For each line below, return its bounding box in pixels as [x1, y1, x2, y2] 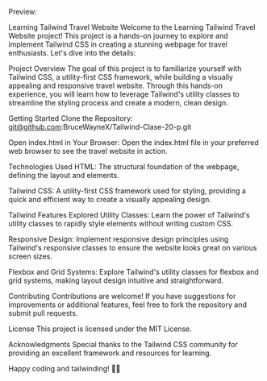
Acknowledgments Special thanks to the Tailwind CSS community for [8, 340, 238, 349]
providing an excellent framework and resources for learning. [8, 348, 212, 358]
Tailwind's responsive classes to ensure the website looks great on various [8, 243, 257, 252]
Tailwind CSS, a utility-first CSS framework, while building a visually [8, 72, 234, 81]
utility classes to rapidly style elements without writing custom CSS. [8, 219, 234, 228]
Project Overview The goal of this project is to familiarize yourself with [8, 64, 242, 73]
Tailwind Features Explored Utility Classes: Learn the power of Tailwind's [8, 210, 250, 220]
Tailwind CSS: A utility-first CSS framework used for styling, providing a [8, 186, 246, 196]
